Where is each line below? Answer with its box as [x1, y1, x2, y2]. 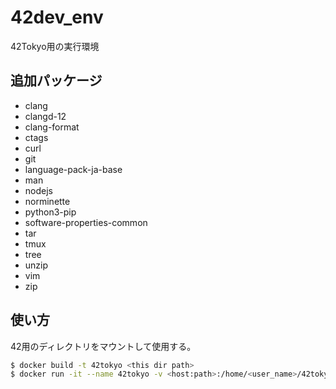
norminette [24, 195, 71, 207]
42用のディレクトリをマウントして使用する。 [10, 340, 197, 352]
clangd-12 [24, 110, 67, 122]
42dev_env [10, 6, 104, 29]
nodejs [24, 184, 53, 196]
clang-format [24, 121, 80, 133]
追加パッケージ [10, 72, 103, 90]
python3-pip [24, 206, 77, 218]
